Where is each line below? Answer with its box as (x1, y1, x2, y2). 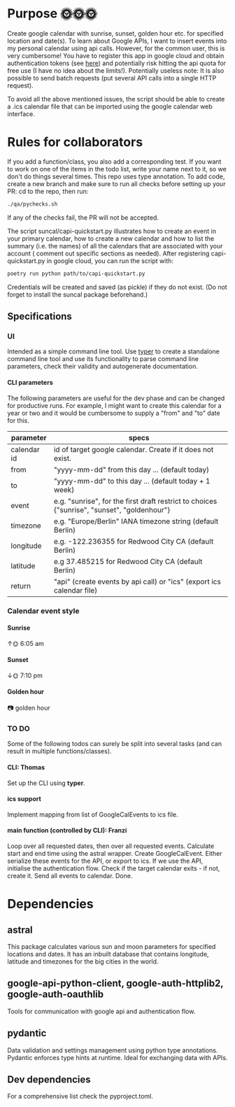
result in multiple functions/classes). (7, 747, 112, 756)
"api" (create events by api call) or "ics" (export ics (53, 577, 222, 586)
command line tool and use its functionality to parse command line (7, 355, 199, 363)
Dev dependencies (7, 1073, 91, 1085)
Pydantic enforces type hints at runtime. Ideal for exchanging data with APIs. (7, 1053, 228, 1062)
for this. (7, 416, 30, 425)
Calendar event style (7, 606, 80, 616)
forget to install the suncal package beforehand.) (7, 290, 148, 299)
